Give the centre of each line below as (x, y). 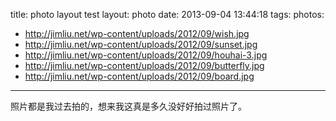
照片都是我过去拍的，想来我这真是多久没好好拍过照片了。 (128, 106)
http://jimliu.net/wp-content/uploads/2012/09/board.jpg (139, 76)
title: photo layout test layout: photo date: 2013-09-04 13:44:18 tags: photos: (167, 14)
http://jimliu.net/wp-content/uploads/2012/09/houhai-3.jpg (146, 55)
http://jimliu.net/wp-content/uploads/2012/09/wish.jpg (137, 33)
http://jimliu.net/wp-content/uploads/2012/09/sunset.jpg (141, 44)
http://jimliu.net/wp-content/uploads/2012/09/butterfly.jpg (144, 65)
